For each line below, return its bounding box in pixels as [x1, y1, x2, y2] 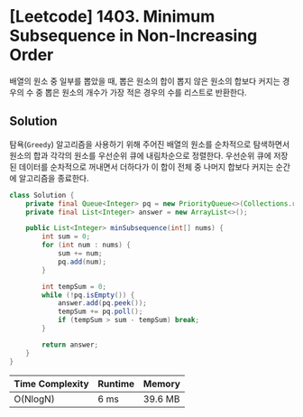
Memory [142, 377, 180, 390]
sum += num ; [57, 249, 103, 258]
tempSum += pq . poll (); [57, 307, 143, 317]
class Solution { [9, 190, 75, 199]
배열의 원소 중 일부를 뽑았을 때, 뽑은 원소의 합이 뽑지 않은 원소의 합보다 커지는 [9, 75, 281, 87]
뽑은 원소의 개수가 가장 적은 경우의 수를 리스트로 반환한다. [44, 87, 247, 97]
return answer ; [41, 340, 99, 349]
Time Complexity [14, 377, 89, 390]
